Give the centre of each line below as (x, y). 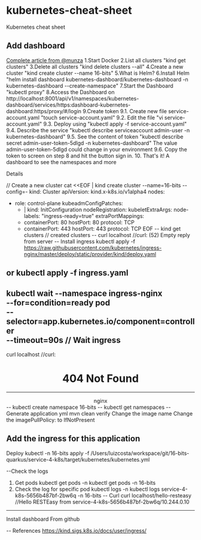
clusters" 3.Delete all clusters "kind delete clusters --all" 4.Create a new (95, 66)
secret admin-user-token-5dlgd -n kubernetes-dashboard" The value (92, 143)
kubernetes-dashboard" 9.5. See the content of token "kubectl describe (95, 136)
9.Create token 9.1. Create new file (125, 111)
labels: (32, 216)
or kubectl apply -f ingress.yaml (67, 273)
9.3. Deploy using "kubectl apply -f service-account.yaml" (115, 124)
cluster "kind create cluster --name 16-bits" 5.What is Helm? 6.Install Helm (98, 73)
